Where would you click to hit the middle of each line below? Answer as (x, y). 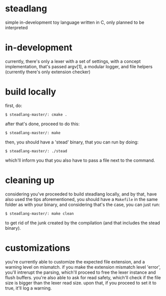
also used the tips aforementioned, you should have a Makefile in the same (82, 199)
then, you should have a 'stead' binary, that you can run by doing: (72, 142)
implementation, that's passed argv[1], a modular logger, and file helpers (79, 66)
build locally (31, 92)
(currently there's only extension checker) (48, 72)
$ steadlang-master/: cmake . (36, 114)
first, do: (14, 105)
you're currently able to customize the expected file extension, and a (75, 262)
